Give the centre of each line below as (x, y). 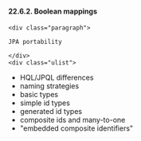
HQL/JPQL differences (57, 78)
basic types (39, 95)
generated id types (51, 112)
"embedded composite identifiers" (76, 128)
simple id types (45, 103)
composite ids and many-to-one (72, 120)
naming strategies (49, 86)
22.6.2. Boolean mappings (53, 11)
